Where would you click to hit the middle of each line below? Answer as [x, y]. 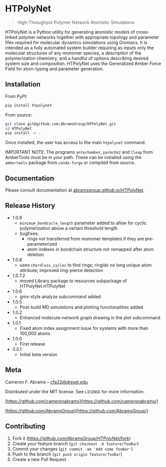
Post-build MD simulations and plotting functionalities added [81, 307]
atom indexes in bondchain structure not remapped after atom [90, 249]
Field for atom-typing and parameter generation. [55, 69]
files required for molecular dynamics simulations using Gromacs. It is [76, 42]
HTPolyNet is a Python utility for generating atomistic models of [70, 32]
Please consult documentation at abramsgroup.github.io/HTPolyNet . [75, 190]
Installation [23, 84]
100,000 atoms [35, 333]
